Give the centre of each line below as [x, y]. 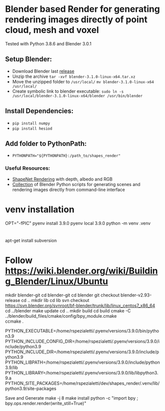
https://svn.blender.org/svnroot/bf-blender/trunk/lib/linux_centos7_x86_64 [80, 305]
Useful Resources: [28, 168]
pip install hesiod [32, 129]
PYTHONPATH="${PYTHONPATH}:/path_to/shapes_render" [66, 156]
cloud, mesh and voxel [52, 30]
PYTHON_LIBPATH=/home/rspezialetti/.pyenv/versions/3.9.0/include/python [82, 362]
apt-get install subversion [31, 240]
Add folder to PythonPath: [46, 143]
